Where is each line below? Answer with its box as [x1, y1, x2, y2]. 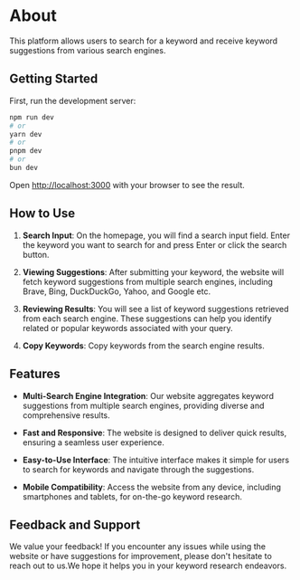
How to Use [9, 205, 76, 222]
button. [22, 249, 50, 260]
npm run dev [9, 112, 54, 122]
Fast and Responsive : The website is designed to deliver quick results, [22, 427, 287, 438]
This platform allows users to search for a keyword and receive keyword [9, 35, 278, 46]
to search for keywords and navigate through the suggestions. [22, 463, 255, 475]
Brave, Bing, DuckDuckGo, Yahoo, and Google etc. [22, 286, 211, 297]
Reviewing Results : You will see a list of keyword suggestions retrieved [22, 303, 289, 314]
